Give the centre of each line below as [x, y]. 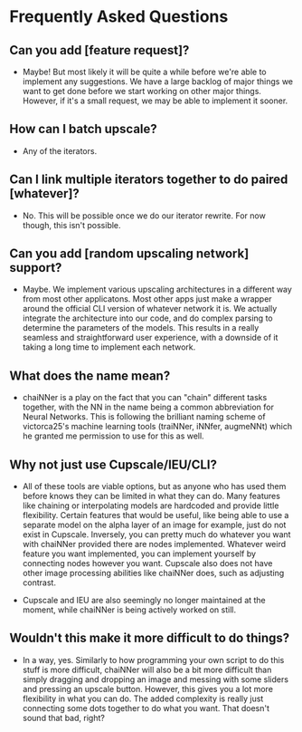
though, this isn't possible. [71, 225]
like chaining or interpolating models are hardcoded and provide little [151, 506]
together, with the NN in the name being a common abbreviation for [148, 407]
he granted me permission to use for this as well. [113, 436]
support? [36, 268]
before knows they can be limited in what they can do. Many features [151, 496]
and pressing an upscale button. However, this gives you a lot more [148, 689]
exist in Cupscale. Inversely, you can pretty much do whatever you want [156, 535]
